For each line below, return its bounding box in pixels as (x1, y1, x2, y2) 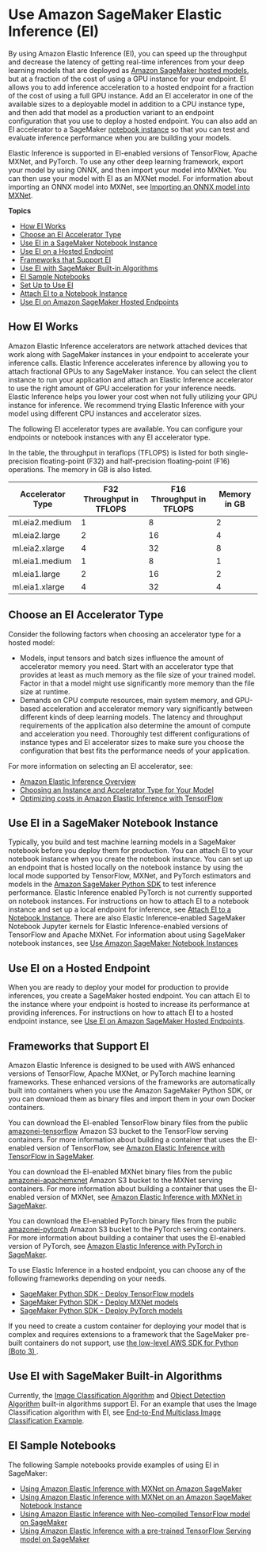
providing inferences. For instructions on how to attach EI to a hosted (8, 1008, 234, 1017)
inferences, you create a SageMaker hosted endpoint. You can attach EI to (8, 991, 251, 1001)
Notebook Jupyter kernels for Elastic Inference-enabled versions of (8, 922, 228, 932)
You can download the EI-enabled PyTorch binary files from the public (8, 1216, 237, 1225)
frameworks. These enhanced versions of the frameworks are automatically (8, 1078, 256, 1086)
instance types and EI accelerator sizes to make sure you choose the (19, 737, 245, 747)
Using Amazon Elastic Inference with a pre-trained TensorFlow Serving (19, 1526, 252, 1535)
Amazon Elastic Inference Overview (19, 776, 136, 786)
